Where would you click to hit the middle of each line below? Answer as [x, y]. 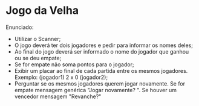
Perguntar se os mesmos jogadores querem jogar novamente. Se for [100, 83]
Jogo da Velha [42, 11]
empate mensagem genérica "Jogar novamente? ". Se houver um [95, 90]
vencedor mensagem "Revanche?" [58, 96]
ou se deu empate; [38, 58]
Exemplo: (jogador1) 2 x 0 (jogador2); [61, 77]
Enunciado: [20, 27]
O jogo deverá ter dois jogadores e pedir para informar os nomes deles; [103, 45]
